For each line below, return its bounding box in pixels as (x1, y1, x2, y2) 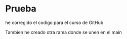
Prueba (5, 3, 36, 14)
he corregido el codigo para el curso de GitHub (5, 19, 104, 25)
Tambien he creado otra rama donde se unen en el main (5, 29, 122, 35)
